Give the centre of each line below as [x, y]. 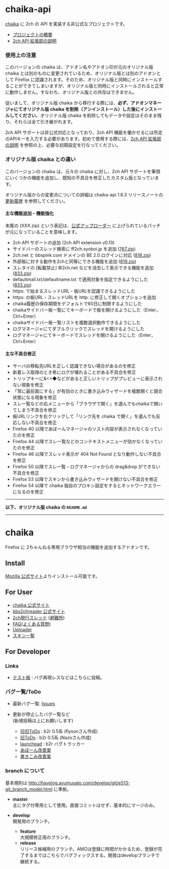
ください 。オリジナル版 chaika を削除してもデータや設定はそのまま [88, 116]
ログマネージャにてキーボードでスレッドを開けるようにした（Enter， [84, 335]
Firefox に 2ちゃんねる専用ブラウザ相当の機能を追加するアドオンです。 [79, 547]
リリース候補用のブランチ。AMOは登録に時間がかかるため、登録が [89, 849]
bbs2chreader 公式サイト [39, 611]
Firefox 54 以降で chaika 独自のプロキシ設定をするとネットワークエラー [87, 485]
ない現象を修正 [28, 385]
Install [15, 563]
